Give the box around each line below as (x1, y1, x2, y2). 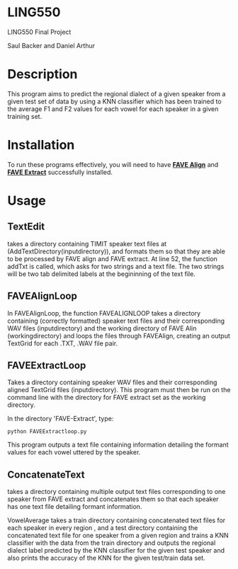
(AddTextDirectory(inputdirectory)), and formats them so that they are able (7, 247, 225, 255)
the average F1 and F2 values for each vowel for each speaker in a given (7, 104, 219, 113)
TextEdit (7, 221, 45, 233)
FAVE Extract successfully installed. (7, 168, 113, 176)
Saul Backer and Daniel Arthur (7, 41, 96, 50)
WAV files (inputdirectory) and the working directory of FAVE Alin (7, 323, 197, 333)
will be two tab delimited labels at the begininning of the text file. (7, 270, 196, 278)
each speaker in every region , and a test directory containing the (7, 524, 198, 532)
